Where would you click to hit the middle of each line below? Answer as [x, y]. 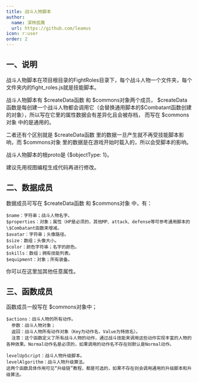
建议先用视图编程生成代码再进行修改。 [53, 167]
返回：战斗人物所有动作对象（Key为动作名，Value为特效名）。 [76, 332]
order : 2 [17, 39]
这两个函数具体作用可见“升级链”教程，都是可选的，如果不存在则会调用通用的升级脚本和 [97, 368]
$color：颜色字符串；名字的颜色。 [43, 247]
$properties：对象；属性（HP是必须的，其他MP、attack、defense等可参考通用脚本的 [98, 222]
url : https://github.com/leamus [51, 28]
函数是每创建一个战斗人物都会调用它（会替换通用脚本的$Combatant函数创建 [99, 107]
